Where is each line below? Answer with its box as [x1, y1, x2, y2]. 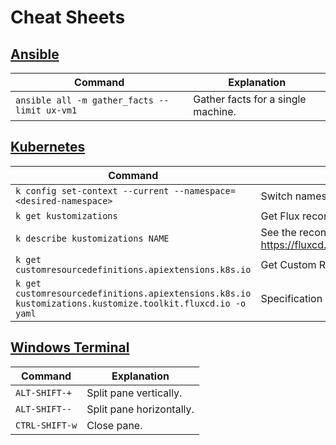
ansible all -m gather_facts [15, 95, 154, 106]
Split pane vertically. [86, 386, 183, 400]
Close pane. [86, 418, 143, 432]
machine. [193, 105, 237, 118]
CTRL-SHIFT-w [15, 419, 78, 431]
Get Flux [260, 209, 300, 223]
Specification [260, 291, 323, 305]
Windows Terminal [10, 339, 130, 356]
